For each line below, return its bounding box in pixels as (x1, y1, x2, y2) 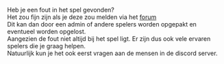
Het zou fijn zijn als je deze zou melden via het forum (7, 13, 157, 21)
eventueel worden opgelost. (7, 27, 86, 35)
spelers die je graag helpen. (7, 42, 86, 50)
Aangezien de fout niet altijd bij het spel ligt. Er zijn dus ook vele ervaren (7, 35, 211, 43)
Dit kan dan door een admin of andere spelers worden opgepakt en (7, 20, 197, 28)
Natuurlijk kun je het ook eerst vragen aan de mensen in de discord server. (7, 49, 218, 57)
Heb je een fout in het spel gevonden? (7, 6, 114, 14)
